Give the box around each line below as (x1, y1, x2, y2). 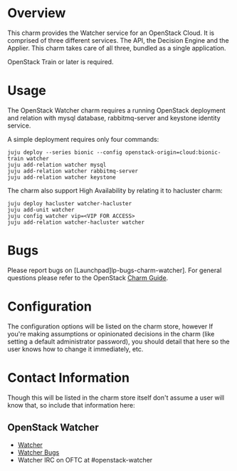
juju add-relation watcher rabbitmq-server (7, 167, 139, 175)
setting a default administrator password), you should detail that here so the (7, 337, 230, 346)
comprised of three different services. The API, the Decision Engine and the (7, 36, 229, 44)
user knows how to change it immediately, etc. (7, 344, 144, 353)
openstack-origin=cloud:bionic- (125, 148, 221, 156)
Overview (7, 5, 66, 21)
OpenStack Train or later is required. (7, 57, 114, 66)
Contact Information (7, 369, 130, 385)
